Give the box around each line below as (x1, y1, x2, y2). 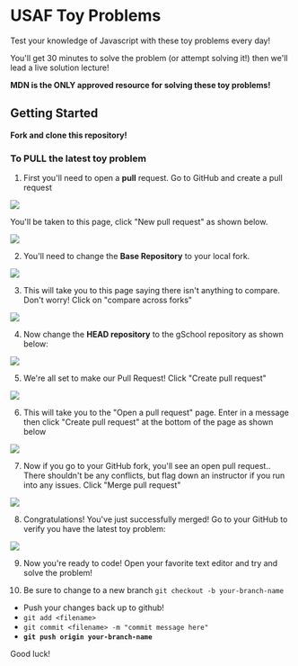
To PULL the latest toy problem (10, 152, 147, 165)
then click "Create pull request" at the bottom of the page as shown (22, 417, 274, 427)
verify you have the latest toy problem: (22, 524, 166, 535)
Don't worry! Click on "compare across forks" (22, 294, 192, 306)
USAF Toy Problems (10, 5, 162, 26)
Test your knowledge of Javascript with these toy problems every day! (10, 35, 271, 46)
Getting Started (10, 105, 99, 121)
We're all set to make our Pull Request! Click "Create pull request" (22, 373, 267, 383)
